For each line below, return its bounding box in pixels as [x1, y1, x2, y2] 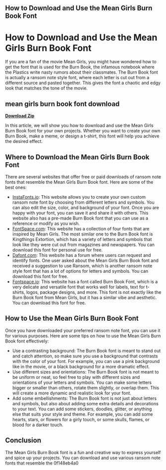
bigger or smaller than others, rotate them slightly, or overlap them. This [12, 384, 160, 390]
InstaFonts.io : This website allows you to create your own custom [12, 194, 146, 200]
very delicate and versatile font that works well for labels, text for [12, 284, 145, 290]
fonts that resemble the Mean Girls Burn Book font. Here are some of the [5, 179, 154, 185]
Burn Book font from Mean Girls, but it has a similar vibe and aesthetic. [12, 294, 157, 300]
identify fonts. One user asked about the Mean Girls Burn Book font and [12, 257, 159, 263]
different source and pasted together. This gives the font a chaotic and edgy [5, 80, 161, 86]
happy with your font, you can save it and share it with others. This [12, 210, 149, 216]
